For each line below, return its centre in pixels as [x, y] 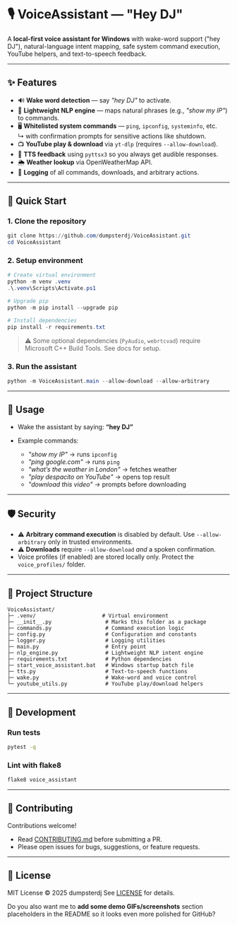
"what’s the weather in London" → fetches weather [103, 469]
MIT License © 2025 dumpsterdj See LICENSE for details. [91, 892]
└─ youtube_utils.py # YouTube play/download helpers [105, 684]
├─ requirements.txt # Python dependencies [90, 659]
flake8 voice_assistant [42, 780]
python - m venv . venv [39, 282]
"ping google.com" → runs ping [74, 462]
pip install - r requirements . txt [56, 327]
